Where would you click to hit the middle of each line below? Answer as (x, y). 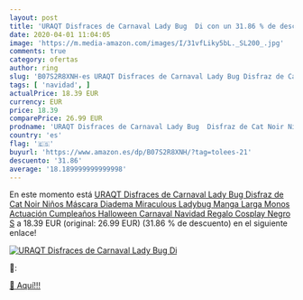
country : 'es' (36, 136)
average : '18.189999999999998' (68, 169)
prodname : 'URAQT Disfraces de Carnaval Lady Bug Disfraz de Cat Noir (147, 127)
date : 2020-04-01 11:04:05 (60, 34)
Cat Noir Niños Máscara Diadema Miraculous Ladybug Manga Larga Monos (150, 204)
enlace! (23, 233)
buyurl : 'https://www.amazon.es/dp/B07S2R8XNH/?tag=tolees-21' (131, 152)
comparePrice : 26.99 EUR (56, 118)
